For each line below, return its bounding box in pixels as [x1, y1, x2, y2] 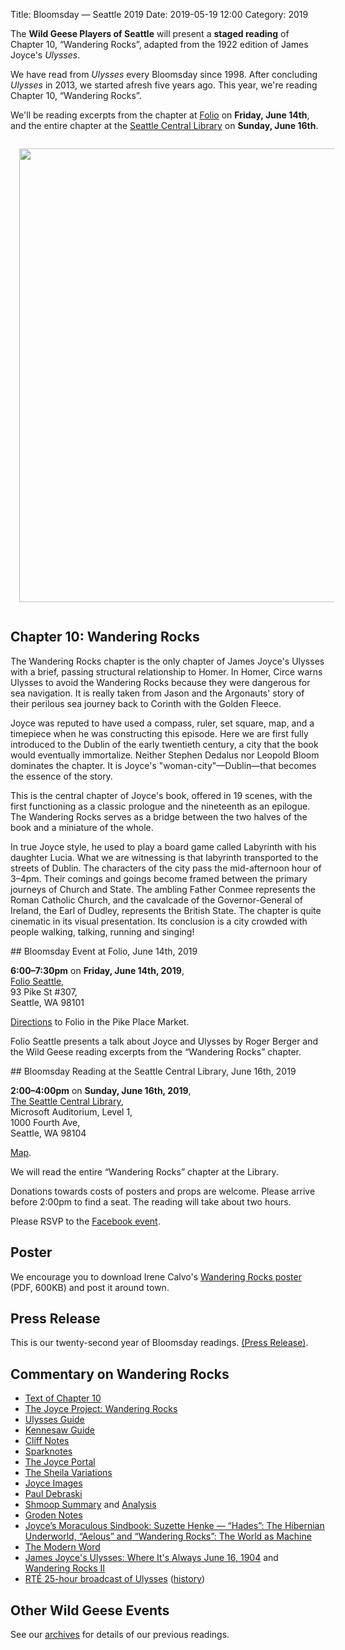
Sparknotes [24, 1445, 73, 1458]
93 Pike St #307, [10, 985, 78, 998]
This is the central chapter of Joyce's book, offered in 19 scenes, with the [10, 789, 313, 801]
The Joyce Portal [24, 1456, 96, 1468]
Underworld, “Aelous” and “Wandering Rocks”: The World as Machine [24, 1530, 312, 1543]
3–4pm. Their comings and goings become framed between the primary [10, 872, 308, 884]
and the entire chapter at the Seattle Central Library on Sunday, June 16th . [10, 120, 319, 131]
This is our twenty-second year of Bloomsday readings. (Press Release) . [10, 1337, 309, 1349]
